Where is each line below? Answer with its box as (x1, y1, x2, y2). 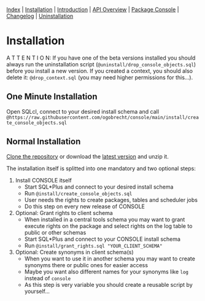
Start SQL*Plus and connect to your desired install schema (24, 183, 174, 190)
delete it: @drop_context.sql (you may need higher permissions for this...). (6, 74, 193, 81)
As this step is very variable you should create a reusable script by (24, 281, 193, 288)
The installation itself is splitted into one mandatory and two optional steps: (6, 165, 196, 172)
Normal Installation (6, 136, 81, 147)
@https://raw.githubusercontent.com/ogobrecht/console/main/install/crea (6, 114, 199, 120)
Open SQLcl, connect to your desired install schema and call (6, 107, 160, 115)
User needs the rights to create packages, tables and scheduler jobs (24, 196, 198, 203)
